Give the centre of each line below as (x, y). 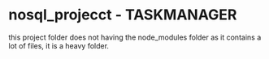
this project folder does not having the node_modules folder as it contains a (135, 37)
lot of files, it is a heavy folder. (59, 45)
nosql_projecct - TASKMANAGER (123, 15)
